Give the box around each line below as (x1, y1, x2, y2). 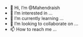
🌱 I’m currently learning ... (10, 15, 64, 21)
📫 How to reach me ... (10, 26, 57, 32)
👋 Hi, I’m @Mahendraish (10, 5, 60, 10)
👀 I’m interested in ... (10, 10, 53, 16)
